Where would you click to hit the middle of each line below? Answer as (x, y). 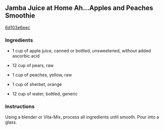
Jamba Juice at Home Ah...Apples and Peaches (79, 8)
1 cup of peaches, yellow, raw (42, 75)
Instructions (20, 107)
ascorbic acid (26, 56)
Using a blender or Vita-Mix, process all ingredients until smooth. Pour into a (82, 117)
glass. (11, 122)
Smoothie (20, 16)
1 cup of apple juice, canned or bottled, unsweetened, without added (82, 51)
